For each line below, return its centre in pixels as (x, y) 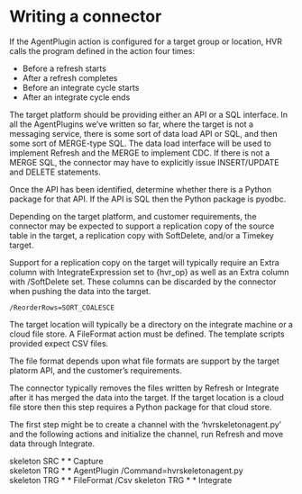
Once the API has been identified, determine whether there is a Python (141, 189)
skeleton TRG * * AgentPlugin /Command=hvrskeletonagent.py (126, 471)
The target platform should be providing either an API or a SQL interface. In (149, 114)
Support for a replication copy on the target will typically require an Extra (144, 262)
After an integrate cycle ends (76, 97)
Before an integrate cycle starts (81, 87)
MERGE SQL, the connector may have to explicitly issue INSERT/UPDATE (144, 162)
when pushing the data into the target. (80, 291)
